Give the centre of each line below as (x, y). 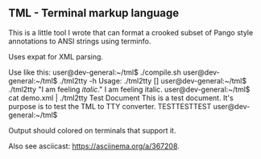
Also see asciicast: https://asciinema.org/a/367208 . (94, 146)
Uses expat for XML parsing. (56, 56)
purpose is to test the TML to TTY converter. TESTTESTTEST (110, 106)
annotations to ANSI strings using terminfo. (80, 41)
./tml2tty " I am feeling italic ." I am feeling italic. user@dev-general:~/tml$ (129, 89)
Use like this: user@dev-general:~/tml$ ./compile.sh (95, 72)
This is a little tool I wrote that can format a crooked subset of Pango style (131, 32)
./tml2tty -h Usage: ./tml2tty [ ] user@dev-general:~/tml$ (153, 80)
